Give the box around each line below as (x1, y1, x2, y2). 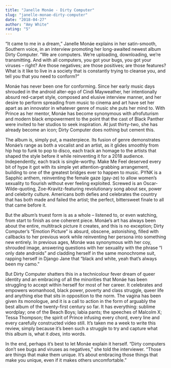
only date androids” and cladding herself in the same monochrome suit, (5, 250, 156, 256)
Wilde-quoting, (5, 186, 37, 192)
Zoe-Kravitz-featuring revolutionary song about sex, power (37, 186, 162, 192)
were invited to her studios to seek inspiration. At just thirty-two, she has (5, 121, 158, 128)
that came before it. (5, 202, 47, 208)
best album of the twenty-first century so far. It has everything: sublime (5, 303, 156, 310)
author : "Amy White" (5, 22, 50, 27)
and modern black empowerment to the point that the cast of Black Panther (5, 116, 164, 122)
